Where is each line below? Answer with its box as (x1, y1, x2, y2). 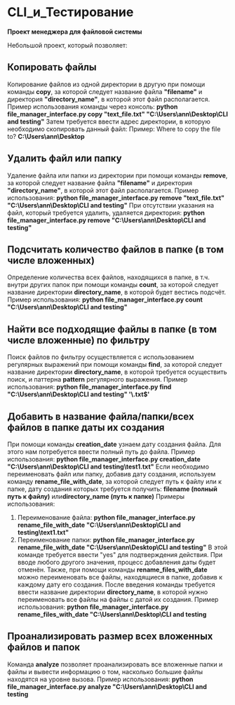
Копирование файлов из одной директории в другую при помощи (7, 80, 206, 88)
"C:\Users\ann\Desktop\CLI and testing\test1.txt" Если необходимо (7, 462, 209, 471)
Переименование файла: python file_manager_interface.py (17, 513, 196, 521)
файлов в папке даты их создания (7, 422, 165, 434)
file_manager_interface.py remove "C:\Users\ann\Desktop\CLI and (7, 215, 206, 224)
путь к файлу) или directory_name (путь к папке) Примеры (7, 492, 184, 500)
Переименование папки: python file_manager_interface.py (17, 536, 195, 544)
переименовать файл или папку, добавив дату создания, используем (7, 470, 216, 478)
